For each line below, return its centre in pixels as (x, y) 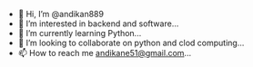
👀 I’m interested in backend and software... (98, 24)
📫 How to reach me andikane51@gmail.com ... (105, 53)
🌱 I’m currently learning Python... (80, 33)
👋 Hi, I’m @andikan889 (61, 14)
